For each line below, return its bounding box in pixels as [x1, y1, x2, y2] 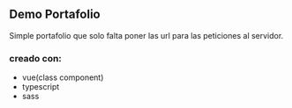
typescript [21, 82, 60, 92]
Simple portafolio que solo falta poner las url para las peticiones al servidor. [9, 30, 284, 40]
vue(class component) [21, 72, 104, 83]
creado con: [9, 52, 62, 64]
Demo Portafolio [9, 7, 101, 22]
